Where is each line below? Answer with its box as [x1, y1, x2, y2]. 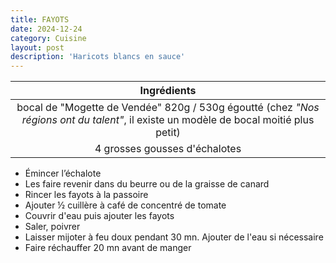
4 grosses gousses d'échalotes [94, 142, 242, 156]
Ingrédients [139, 84, 197, 98]
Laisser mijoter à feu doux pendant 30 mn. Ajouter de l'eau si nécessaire [24, 231, 324, 243]
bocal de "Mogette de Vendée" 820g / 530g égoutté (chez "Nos [16, 101, 320, 115]
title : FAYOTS [10, 14, 70, 25]
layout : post [10, 42, 65, 53]
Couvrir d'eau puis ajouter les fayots [24, 210, 175, 222]
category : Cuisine [10, 33, 87, 43]
